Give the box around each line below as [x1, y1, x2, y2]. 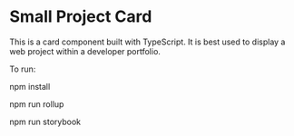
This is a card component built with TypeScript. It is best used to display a [9, 36, 286, 47]
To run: [9, 63, 36, 74]
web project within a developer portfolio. [9, 45, 162, 56]
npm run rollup [9, 98, 64, 110]
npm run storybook [9, 116, 82, 127]
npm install [9, 81, 51, 92]
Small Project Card [9, 6, 152, 27]
